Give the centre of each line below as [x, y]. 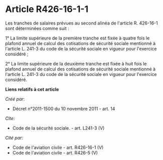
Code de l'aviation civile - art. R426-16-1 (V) [58, 147]
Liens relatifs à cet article [32, 89]
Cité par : [14, 137]
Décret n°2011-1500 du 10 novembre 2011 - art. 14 [64, 108]
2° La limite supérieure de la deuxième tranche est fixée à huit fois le [76, 63]
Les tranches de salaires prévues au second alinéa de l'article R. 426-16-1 [81, 23]
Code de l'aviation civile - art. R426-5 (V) [55, 152]
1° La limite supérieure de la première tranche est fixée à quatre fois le [77, 38]
